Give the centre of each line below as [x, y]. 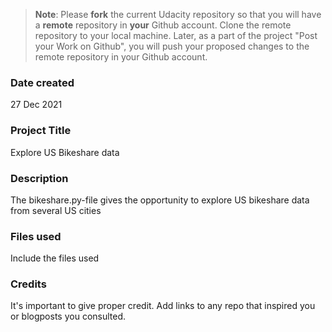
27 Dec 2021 [36, 105]
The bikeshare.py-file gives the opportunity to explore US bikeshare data [160, 200]
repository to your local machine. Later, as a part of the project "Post [176, 35]
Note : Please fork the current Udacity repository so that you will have [178, 14]
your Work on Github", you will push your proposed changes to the [172, 46]
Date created [42, 82]
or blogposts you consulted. [68, 316]
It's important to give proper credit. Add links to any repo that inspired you [163, 306]
